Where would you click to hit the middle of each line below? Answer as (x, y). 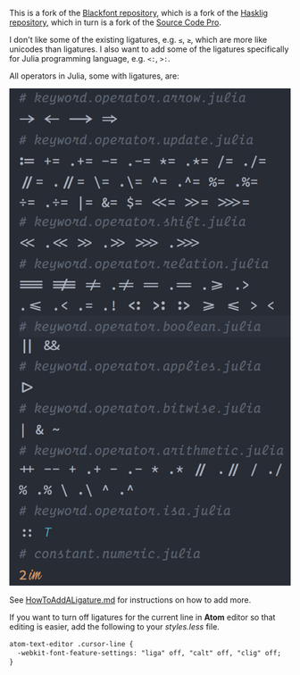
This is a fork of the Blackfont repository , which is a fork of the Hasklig (139, 13)
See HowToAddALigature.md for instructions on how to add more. (130, 600)
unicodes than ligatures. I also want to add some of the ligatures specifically (149, 49)
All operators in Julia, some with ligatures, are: (95, 76)
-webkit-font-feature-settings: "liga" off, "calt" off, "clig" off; (149, 654)
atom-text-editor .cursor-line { (71, 645)
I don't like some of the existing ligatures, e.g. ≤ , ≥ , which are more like (138, 40)
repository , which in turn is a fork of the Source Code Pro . (115, 22)
